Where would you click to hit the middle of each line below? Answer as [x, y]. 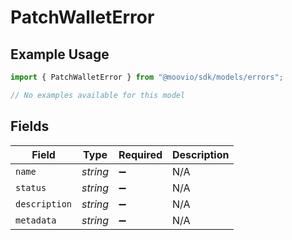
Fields [30, 126]
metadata [36, 220]
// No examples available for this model [98, 95]
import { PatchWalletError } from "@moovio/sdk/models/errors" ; [147, 77]
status [31, 187]
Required [140, 154]
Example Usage [60, 54]
